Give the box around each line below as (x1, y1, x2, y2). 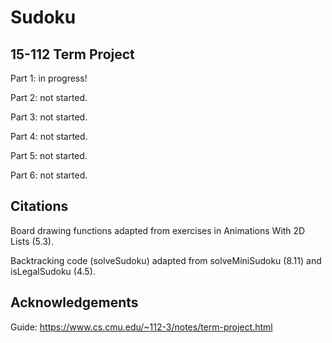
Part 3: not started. (10, 111, 88, 123)
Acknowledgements (10, 294, 139, 311)
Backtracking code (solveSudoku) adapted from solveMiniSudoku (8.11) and (10, 254, 322, 266)
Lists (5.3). (10, 235, 54, 247)
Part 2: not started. (10, 92, 88, 103)
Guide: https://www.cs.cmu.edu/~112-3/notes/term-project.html (10, 321, 273, 333)
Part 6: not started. (10, 169, 88, 181)
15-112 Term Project (10, 46, 135, 63)
